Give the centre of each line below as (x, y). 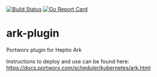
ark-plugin (33, 33)
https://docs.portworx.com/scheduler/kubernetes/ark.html (78, 67)
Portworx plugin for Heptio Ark (44, 50)
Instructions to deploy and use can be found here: (68, 61)
